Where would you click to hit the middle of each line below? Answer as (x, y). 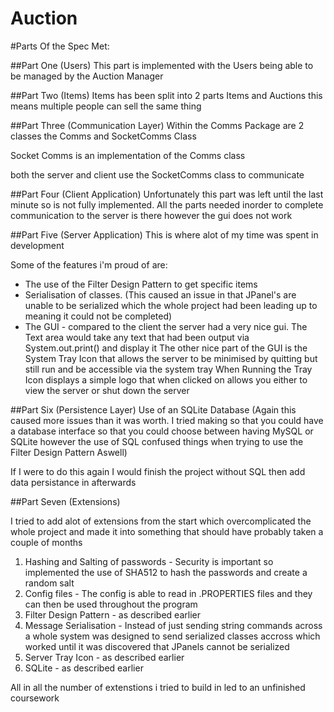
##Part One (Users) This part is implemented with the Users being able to (162, 65)
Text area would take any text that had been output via (137, 337)
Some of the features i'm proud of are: (89, 264)
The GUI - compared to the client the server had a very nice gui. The (166, 326)
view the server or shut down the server (107, 390)
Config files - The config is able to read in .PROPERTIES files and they (168, 593)
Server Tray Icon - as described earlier (104, 657)
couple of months (46, 542)
